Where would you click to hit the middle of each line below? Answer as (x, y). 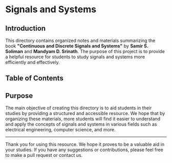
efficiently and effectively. (33, 62)
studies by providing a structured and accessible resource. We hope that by (85, 113)
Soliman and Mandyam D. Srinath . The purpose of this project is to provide (85, 51)
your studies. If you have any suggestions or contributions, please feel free (84, 150)
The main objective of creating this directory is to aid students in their (79, 108)
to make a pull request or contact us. (44, 155)
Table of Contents (35, 78)
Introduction (26, 28)
